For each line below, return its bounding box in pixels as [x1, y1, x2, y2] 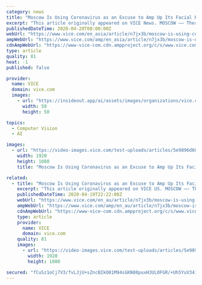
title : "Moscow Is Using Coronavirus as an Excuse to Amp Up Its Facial [6, 14, 192, 20]
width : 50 [22, 103, 47, 109]
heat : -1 [6, 59, 28, 65]
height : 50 [22, 109, 50, 115]
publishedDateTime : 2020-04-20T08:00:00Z [6, 25, 112, 32]
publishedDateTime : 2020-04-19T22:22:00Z [17, 191, 122, 198]
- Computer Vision [11, 125, 58, 131]
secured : [6, 269, 28, 275]
